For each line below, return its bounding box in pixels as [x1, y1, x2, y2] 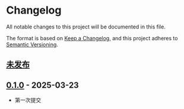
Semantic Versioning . [6, 41, 58, 48]
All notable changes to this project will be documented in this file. [6, 23, 166, 30]
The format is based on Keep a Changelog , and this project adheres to [6, 34, 178, 41]
